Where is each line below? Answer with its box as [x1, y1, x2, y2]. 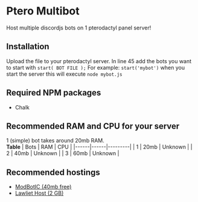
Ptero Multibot [6, 4, 80, 18]
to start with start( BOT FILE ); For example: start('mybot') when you [6, 64, 185, 71]
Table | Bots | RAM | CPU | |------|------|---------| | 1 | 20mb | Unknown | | [6, 143, 193, 151]
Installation [6, 41, 49, 52]
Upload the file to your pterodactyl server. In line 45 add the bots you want [6, 57, 192, 64]
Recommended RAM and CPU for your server [6, 121, 180, 131]
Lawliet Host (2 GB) [14, 189, 64, 197]
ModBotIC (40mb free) [14, 183, 72, 191]
